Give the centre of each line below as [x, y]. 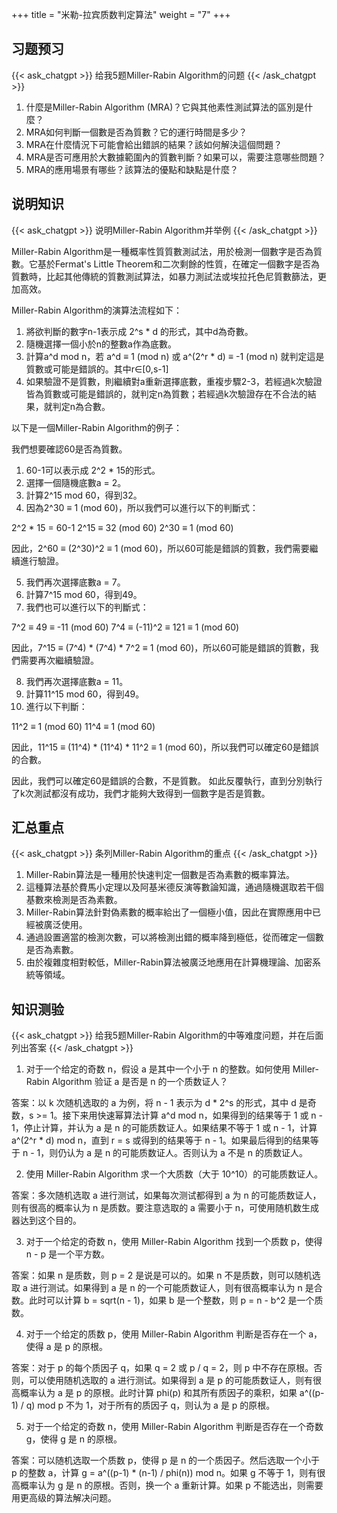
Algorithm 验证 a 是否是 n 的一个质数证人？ [140, 1082]
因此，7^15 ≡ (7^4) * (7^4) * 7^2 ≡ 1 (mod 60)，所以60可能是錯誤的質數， [161, 647]
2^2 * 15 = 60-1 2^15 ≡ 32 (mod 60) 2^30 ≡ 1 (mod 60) [122, 527]
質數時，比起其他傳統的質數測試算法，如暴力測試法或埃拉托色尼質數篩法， [164, 276]
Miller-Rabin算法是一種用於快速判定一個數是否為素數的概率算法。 [160, 875]
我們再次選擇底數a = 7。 [75, 582]
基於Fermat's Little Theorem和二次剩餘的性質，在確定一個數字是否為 [178, 264]
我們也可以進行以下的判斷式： [87, 607]
